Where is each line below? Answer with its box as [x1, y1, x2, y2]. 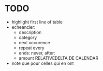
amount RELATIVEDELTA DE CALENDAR [18, 55, 99, 61]
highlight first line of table [11, 19, 63, 25]
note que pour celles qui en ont [11, 60, 74, 66]
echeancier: [11, 24, 36, 30]
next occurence [18, 39, 50, 45]
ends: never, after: [18, 50, 55, 56]
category [18, 35, 37, 40]
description [18, 29, 42, 35]
